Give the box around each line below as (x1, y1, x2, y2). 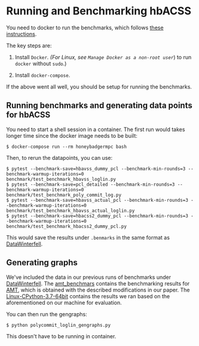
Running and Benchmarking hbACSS (6, 4, 192, 18)
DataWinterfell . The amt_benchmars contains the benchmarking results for (6, 280, 190, 287)
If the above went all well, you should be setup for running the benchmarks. (6, 83, 192, 90)
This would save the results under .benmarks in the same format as (6, 233, 170, 241)
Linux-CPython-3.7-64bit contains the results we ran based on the (6, 292, 170, 300)
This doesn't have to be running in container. (6, 332, 117, 339)
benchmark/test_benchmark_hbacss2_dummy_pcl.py (6, 223, 127, 229)
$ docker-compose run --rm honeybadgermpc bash (6, 144, 127, 150)
